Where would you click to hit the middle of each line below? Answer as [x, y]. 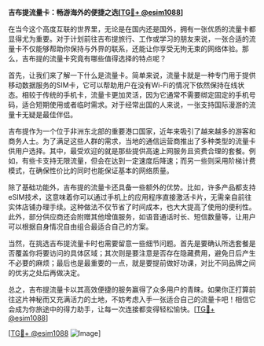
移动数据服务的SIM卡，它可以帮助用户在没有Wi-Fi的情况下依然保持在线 [123, 85]
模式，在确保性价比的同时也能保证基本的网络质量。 [91, 171]
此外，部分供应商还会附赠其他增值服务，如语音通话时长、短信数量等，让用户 [132, 217]
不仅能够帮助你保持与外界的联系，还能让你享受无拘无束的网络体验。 [132, 49]
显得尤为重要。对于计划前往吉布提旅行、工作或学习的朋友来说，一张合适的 [128, 39]
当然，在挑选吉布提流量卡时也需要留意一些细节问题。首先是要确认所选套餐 [128, 243]
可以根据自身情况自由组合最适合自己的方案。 [81, 226]
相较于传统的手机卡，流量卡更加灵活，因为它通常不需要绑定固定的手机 [135, 95]
